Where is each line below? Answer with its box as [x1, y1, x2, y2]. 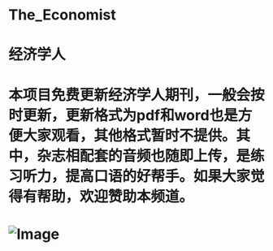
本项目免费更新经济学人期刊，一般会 [8, 85, 251, 104]
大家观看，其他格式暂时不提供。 [23, 126, 237, 145]
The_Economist [8, 6, 116, 24]
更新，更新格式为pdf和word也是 [23, 106, 238, 124]
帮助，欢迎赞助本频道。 [37, 187, 194, 206]
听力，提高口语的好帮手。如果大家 [23, 167, 251, 185]
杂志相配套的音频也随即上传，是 [37, 146, 251, 165]
